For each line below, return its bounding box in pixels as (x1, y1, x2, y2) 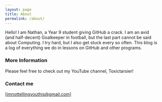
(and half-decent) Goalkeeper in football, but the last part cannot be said (5, 34, 152, 40)
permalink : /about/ (5, 16, 45, 21)
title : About (5, 12, 32, 17)
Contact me (5, 80, 34, 87)
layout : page (5, 7, 32, 12)
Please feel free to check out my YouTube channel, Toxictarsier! (5, 68, 134, 74)
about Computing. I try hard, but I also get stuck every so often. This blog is (5, 40, 158, 46)
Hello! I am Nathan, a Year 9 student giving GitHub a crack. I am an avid (5, 30, 149, 35)
